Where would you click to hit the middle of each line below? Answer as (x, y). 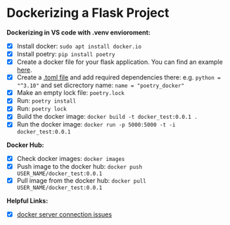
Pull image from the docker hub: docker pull (82, 180)
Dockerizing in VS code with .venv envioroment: (78, 32)
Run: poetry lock (42, 109)
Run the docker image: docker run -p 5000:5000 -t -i (96, 124)
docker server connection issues (64, 214)
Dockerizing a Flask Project (88, 13)
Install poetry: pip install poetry (66, 54)
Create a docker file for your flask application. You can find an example (120, 62)
